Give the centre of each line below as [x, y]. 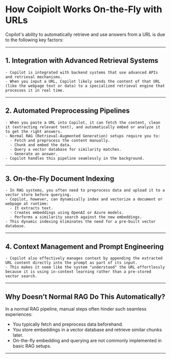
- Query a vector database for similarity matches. [66, 149]
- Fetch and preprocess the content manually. [60, 140]
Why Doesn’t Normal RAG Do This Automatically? [85, 296]
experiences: [19, 314]
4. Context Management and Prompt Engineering [84, 246]
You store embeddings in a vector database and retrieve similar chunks [87, 330]
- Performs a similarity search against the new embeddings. [76, 217]
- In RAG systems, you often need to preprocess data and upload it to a [85, 190]
